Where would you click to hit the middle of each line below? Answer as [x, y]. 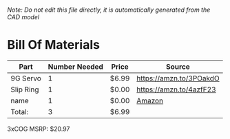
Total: [20, 111]
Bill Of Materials [53, 44]
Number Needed [75, 67]
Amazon [150, 100]
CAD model [23, 17]
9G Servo [26, 78]
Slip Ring [25, 89]
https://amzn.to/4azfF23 [176, 89]
